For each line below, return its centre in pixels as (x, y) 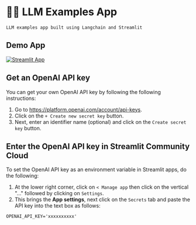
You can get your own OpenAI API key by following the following (83, 92)
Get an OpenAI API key (48, 78)
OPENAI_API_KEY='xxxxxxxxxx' (42, 217)
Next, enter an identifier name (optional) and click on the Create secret (100, 122)
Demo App (26, 45)
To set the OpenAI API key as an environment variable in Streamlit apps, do (97, 169)
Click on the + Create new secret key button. (69, 116)
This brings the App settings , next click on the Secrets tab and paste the (102, 200)
